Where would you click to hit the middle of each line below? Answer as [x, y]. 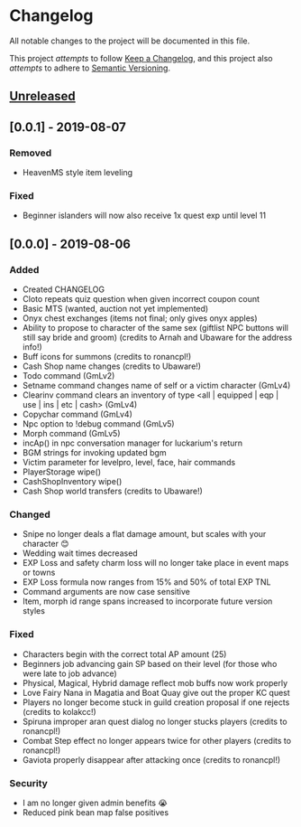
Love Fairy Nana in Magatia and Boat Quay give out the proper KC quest [156, 692]
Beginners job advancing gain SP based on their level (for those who [150, 663]
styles [33, 611]
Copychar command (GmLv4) [78, 414]
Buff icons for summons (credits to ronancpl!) [107, 357]
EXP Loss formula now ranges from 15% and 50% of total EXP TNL [146, 582]
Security [28, 783]
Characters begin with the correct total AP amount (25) [124, 654]
